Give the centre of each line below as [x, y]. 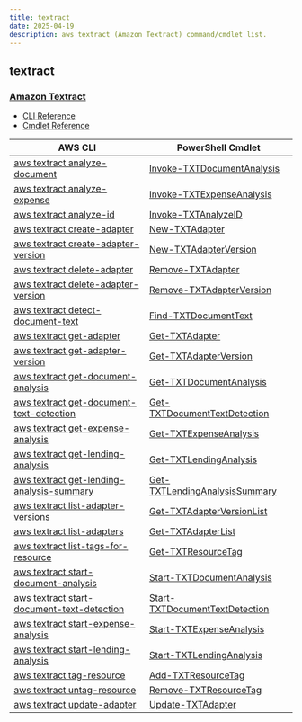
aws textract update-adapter [75, 705]
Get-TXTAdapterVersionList [208, 512]
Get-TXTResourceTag [195, 552]
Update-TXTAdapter [192, 705]
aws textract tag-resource [70, 675]
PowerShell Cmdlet [218, 147]
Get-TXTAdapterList [192, 531]
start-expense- [102, 624]
